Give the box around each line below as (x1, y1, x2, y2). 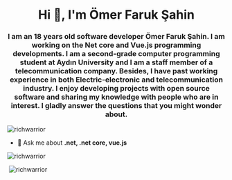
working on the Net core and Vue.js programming (31, 40, 202, 50)
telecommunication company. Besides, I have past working (15, 66, 218, 76)
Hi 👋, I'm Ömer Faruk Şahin (37, 7, 195, 23)
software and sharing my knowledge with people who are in (14, 92, 219, 102)
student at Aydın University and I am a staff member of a (19, 57, 213, 67)
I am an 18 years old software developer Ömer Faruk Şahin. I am (8, 32, 225, 42)
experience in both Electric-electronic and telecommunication (9, 75, 224, 84)
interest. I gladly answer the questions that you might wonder (10, 101, 222, 111)
